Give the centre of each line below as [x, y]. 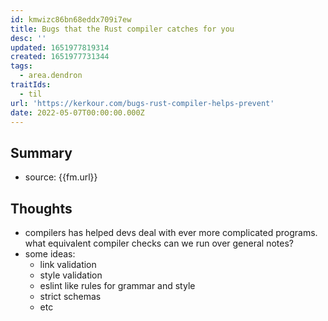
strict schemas [70, 296]
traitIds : [31, 85]
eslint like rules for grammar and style [117, 285]
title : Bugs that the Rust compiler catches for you [122, 29]
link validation [68, 264]
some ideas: [50, 254]
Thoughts [41, 208]
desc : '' [28, 38]
